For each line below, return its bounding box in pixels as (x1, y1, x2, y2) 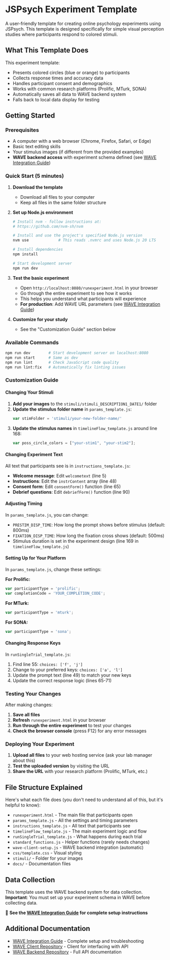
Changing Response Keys (5, 640, 61, 646)
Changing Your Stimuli (5, 389, 54, 395)
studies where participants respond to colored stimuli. (5, 31, 118, 37)
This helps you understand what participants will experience (20, 296, 147, 302)
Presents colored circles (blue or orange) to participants (12, 69, 130, 75)
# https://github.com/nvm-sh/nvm (12, 224, 84, 229)
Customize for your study (12, 316, 68, 322)
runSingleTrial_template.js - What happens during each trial (12, 834, 143, 840)
